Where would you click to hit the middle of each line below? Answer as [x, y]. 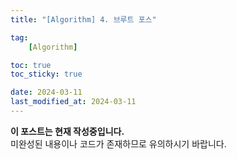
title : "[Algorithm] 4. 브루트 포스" [83, 19]
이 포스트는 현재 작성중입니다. [67, 131]
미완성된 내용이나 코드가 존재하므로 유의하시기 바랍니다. [118, 143]
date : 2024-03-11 [46, 92]
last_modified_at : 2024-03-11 [73, 102]
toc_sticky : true [46, 74]
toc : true [31, 65]
